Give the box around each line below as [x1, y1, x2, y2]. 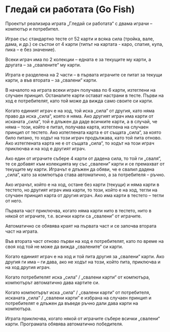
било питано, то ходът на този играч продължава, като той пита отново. [5, 134, 162, 141]
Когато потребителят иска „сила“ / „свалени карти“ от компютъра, [5, 274, 150, 280]
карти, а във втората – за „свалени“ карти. [5, 77, 97, 83]
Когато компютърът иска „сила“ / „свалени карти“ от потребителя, [5, 289, 151, 295]
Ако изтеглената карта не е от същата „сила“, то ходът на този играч [5, 140, 155, 146]
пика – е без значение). [5, 46, 56, 52]
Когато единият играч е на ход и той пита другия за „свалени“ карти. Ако [5, 253, 165, 259]
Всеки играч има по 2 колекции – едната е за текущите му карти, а [5, 56, 151, 62]
